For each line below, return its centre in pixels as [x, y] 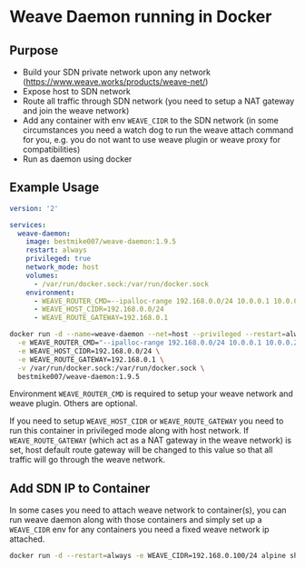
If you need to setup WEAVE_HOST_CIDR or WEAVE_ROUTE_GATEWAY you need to [147, 421]
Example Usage [54, 188]
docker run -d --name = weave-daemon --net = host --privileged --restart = [148, 334]
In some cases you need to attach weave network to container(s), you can [148, 510]
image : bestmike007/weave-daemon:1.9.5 [101, 242]
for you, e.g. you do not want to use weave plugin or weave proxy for [152, 140]
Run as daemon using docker [77, 159]
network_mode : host [63, 267]
